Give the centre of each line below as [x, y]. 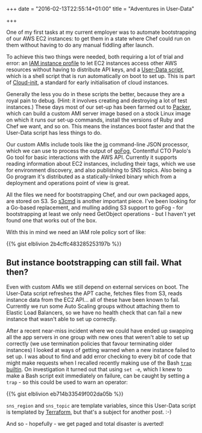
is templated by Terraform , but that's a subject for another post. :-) [89, 412]
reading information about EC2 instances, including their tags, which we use [101, 164]
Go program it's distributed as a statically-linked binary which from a [91, 177]
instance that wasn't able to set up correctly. [62, 319]
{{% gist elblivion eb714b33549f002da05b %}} [65, 394]
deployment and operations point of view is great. [68, 183]
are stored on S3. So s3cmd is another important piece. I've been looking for [101, 201]
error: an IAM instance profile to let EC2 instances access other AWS [92, 63]
